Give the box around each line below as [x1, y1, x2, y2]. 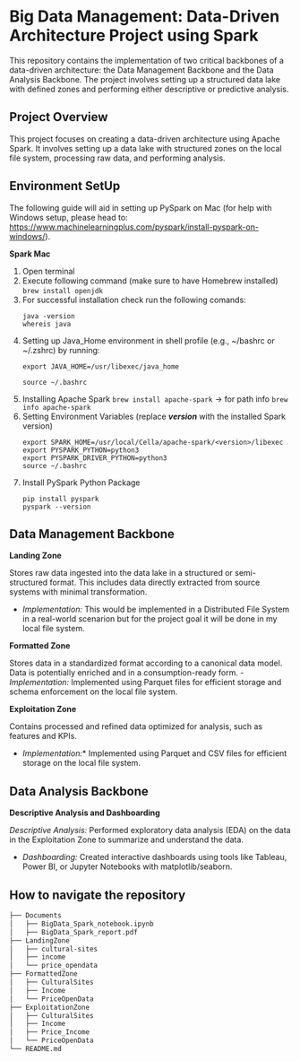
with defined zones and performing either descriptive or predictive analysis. [9, 83, 289, 94]
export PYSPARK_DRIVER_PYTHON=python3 [21, 453, 167, 463]
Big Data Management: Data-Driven [9, 6, 280, 27]
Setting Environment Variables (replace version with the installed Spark [21, 411, 287, 422]
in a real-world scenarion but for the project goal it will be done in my [21, 613, 278, 624]
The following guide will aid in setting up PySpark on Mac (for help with [9, 202, 272, 213]
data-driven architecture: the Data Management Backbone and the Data [9, 65, 275, 75]
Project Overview [9, 109, 108, 125]
